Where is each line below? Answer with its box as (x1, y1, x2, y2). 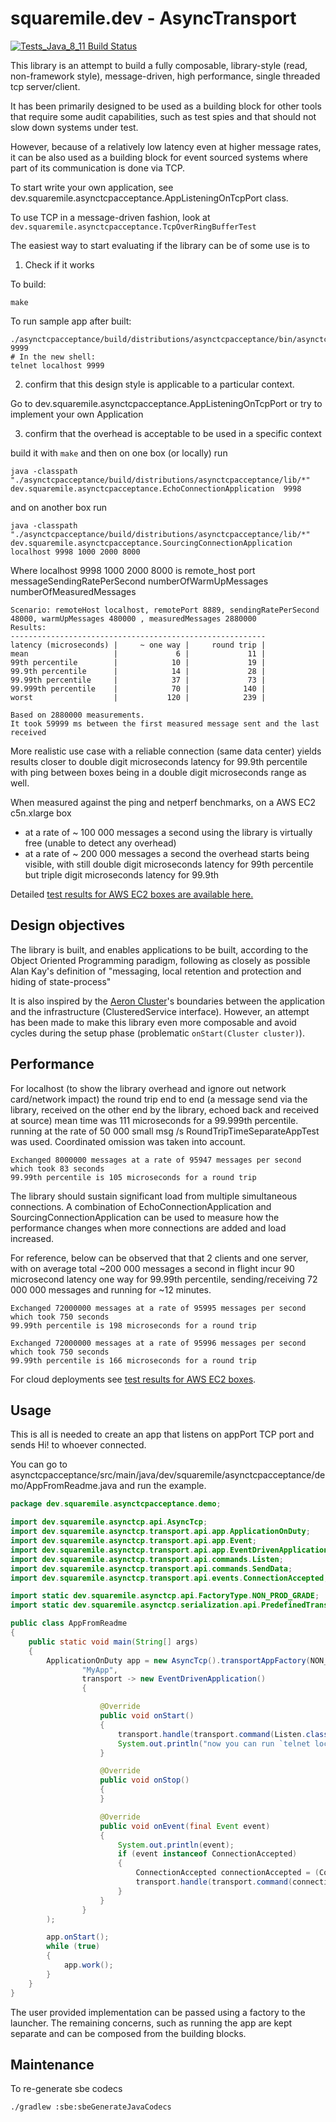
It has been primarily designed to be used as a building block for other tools (10, 100, 322, 112)
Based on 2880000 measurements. (10, 710, 145, 720)
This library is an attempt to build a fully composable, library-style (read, (10, 59, 308, 71)
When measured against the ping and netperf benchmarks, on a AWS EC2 (10, 796, 316, 808)
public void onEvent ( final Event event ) (99, 1821, 271, 1831)
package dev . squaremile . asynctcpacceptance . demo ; (10, 1499, 222, 1509)
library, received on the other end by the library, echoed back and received (10, 1103, 320, 1116)
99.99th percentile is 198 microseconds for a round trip (10, 1320, 257, 1331)
